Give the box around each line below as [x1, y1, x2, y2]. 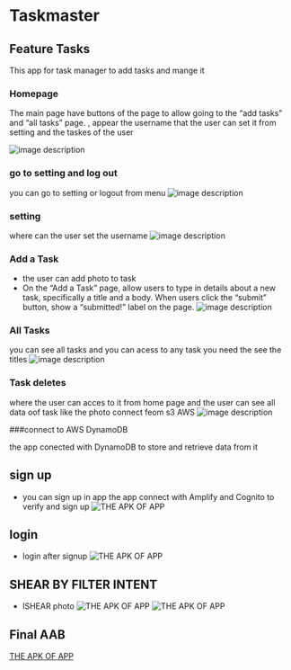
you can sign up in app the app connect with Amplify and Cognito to [22, 491, 275, 502]
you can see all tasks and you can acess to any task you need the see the [9, 344, 282, 355]
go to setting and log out [9, 167, 119, 180]
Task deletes [9, 377, 66, 389]
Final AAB [9, 627, 66, 642]
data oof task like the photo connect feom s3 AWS [9, 406, 196, 417]
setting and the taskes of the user [9, 127, 134, 138]
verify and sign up [22, 501, 90, 512]
